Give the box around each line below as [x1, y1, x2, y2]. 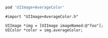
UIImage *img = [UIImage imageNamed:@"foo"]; [5, 23, 103, 28]
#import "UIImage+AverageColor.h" [5, 14, 79, 19]
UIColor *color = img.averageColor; [5, 27, 83, 33]
